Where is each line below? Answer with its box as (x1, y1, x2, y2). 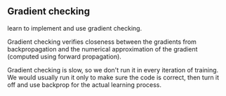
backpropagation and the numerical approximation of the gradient (7, 45, 198, 53)
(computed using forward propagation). (7, 52, 121, 61)
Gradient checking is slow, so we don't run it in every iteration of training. (7, 65, 219, 74)
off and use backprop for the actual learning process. (7, 80, 162, 89)
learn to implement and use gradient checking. (7, 24, 142, 32)
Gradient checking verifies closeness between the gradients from (7, 38, 197, 46)
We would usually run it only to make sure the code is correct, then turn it (7, 73, 220, 81)
